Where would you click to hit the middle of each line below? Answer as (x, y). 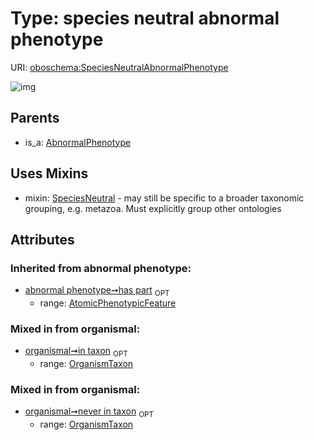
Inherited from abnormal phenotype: (101, 268)
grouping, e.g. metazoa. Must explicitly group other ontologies (153, 208)
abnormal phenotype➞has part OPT (97, 291)
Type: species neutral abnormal (145, 18)
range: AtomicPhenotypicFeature (108, 303)
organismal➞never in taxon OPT (89, 412)
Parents (35, 118)
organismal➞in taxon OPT (76, 352)
